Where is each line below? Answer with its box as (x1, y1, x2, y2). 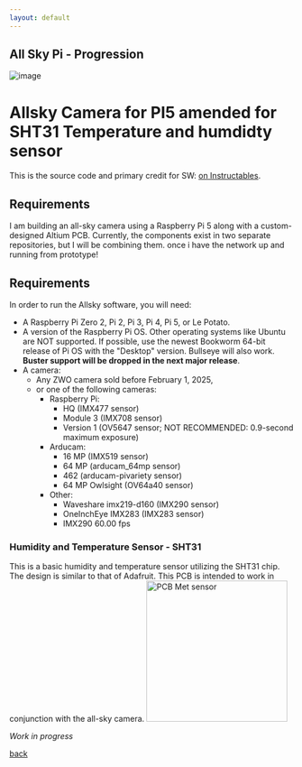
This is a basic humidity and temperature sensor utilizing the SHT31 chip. (9, 561, 280, 572)
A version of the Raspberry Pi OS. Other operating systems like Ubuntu (22, 327, 286, 337)
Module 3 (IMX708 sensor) (62, 412, 163, 423)
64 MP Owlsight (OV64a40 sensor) (62, 480, 194, 490)
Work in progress (9, 731, 74, 742)
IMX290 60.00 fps (62, 518, 131, 529)
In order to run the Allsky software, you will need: (9, 300, 192, 310)
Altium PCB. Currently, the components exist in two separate (46, 230, 271, 241)
